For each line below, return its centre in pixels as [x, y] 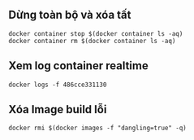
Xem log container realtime [78, 66]
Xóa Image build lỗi [58, 109]
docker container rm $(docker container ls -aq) [92, 41]
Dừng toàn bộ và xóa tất [70, 15]
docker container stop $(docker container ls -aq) [96, 33]
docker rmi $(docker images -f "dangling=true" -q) [97, 128]
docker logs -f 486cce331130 [58, 85]
